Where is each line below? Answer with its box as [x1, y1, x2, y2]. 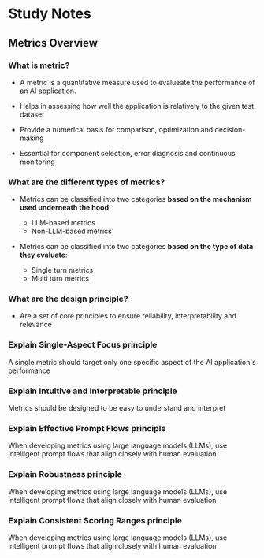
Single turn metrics [31, 266, 94, 275]
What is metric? [8, 60, 70, 71]
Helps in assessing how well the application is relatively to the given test [19, 101, 255, 110]
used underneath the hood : [19, 203, 112, 213]
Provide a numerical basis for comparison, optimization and [19, 125, 214, 134]
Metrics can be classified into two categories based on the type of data [19, 242, 254, 251]
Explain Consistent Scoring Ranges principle [8, 515, 183, 526]
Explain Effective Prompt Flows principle [8, 422, 167, 433]
